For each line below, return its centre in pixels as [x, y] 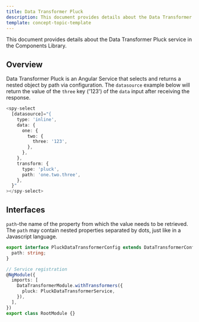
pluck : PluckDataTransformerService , [68, 291]
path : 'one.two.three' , [51, 175]
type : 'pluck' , [41, 169]
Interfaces [26, 210]
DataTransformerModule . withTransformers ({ [70, 286]
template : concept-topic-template [49, 23]
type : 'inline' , [37, 119]
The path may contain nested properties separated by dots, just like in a [94, 230]
